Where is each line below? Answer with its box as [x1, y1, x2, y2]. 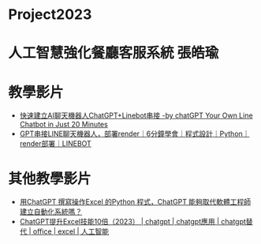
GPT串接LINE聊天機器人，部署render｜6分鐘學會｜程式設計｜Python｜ [19, 129, 250, 139]
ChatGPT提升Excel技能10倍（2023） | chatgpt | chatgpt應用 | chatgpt [19, 217, 247, 227]
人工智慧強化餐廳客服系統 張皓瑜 [8, 44, 219, 62]
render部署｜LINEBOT [19, 139, 92, 148]
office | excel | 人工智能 [32, 227, 109, 236]
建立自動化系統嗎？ [19, 207, 83, 216]
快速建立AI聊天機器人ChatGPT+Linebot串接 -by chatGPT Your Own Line [19, 111, 254, 120]
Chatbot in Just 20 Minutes [19, 120, 108, 130]
